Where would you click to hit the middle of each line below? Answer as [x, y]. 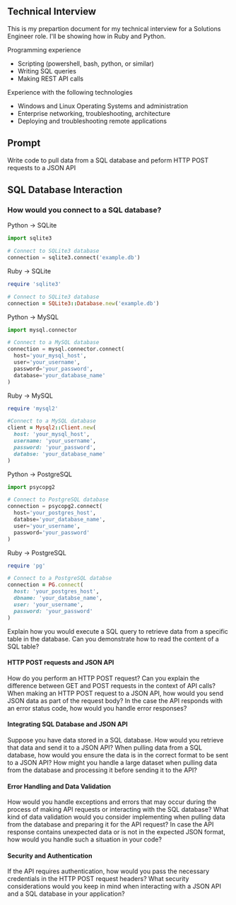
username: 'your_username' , [55, 441]
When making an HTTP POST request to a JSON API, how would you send [116, 693]
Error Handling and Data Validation [59, 786]
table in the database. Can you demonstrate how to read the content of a [113, 639]
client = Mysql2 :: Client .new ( [52, 428]
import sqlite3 [30, 238]
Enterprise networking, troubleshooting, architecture [94, 113]
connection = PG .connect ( [45, 585]
